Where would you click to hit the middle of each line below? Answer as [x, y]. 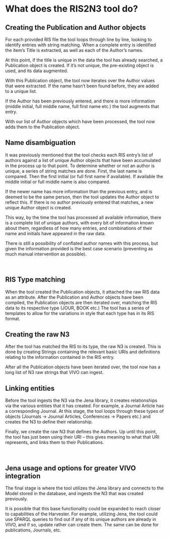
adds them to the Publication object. [43, 127]
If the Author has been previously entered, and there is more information [80, 101]
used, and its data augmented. [37, 71]
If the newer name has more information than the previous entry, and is [79, 191]
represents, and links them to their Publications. [55, 443]
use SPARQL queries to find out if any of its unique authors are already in [81, 519]
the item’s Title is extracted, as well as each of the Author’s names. [74, 50]
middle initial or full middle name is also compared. [58, 182]
